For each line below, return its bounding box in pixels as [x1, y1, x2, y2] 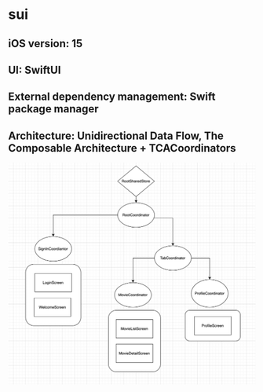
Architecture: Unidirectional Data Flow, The [8, 129, 224, 142]
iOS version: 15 [8, 37, 83, 50]
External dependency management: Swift [8, 90, 216, 104]
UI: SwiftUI [8, 63, 61, 76]
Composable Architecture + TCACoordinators [8, 141, 237, 155]
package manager [8, 102, 100, 115]
